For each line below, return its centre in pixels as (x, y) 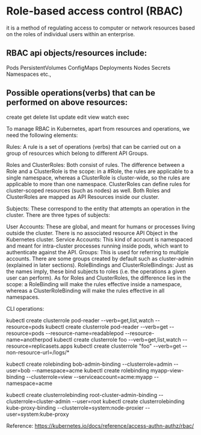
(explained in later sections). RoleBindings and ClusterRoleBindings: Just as (100, 265)
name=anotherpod (29, 339)
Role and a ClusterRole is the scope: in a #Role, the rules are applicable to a (100, 171)
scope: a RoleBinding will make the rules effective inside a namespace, (94, 284)
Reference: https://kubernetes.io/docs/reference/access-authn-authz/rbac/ (100, 425)
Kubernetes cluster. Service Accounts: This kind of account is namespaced (99, 239)
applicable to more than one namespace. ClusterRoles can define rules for (98, 184)
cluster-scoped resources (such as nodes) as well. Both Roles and (88, 190)
